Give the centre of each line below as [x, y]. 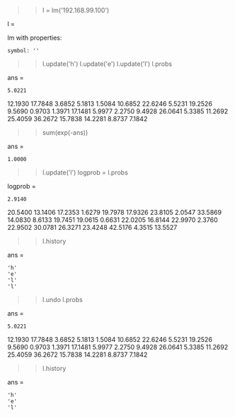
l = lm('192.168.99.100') [76, 10]
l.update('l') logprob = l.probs [85, 172]
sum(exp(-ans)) [65, 133]
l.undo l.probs [62, 300]
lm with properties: [35, 38]
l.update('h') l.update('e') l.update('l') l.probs [107, 64]
